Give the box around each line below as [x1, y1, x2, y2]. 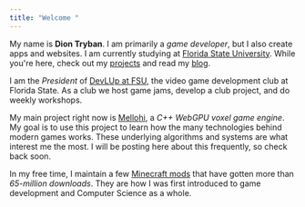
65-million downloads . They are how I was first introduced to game [9, 178, 261, 189]
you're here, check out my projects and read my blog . [9, 57, 211, 68]
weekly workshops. [9, 94, 83, 105]
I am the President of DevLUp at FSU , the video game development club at [9, 74, 289, 86]
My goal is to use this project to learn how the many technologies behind [9, 122, 282, 133]
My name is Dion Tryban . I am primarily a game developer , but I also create [9, 38, 293, 49]
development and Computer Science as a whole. [9, 187, 192, 198]
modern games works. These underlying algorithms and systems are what [9, 131, 289, 142]
